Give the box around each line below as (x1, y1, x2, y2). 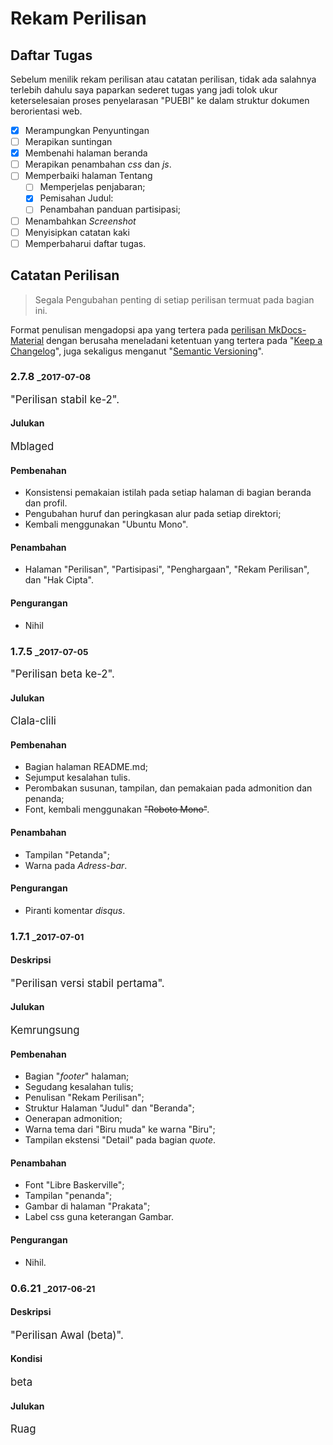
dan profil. (24, 497, 68, 509)
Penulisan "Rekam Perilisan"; (24, 1092, 145, 1104)
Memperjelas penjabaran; (39, 181, 146, 193)
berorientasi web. (10, 105, 83, 117)
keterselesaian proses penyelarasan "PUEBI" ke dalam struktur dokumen (10, 95, 310, 106)
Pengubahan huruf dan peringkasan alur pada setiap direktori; (24, 508, 282, 520)
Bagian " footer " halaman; (24, 1070, 130, 1082)
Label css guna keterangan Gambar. (24, 1211, 175, 1223)
